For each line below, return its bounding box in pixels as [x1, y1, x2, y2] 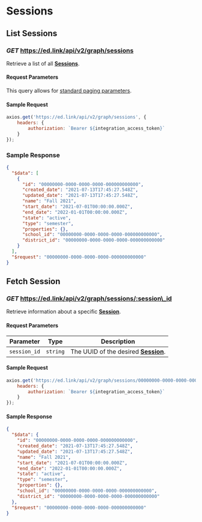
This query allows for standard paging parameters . [6, 87, 132, 95]
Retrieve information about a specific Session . [6, 308, 121, 315]
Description [100, 337, 135, 346]
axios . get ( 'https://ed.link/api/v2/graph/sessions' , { [6, 114, 147, 120]
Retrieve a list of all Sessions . [6, 60, 80, 67]
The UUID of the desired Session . [70, 347, 166, 356]
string [46, 348, 65, 355]
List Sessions [6, 28, 58, 39]
